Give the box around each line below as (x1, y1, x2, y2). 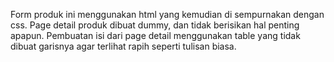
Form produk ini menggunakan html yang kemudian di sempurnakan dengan (10, 9, 325, 20)
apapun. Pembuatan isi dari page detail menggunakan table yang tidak (10, 30, 301, 41)
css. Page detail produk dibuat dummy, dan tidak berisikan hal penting (10, 19, 300, 31)
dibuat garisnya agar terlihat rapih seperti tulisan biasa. (10, 40, 237, 52)
